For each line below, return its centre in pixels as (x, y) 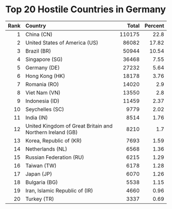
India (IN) (37, 117)
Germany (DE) (42, 68)
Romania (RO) (42, 84)
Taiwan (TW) (41, 165)
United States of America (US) (62, 43)
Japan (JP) (39, 174)
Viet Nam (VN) (43, 92)
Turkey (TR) (40, 199)
